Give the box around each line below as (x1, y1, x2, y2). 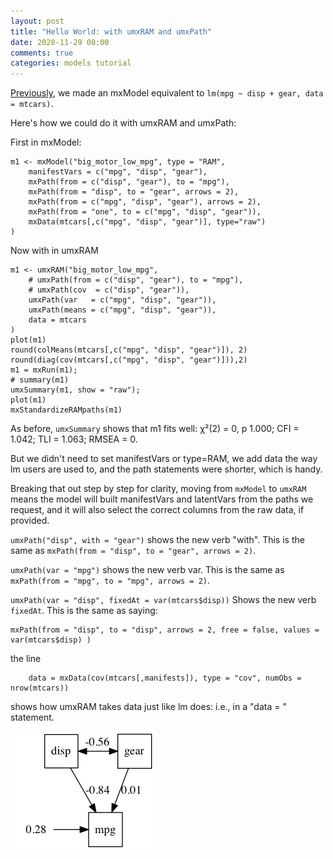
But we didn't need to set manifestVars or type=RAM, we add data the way (10, 453, 318, 465)
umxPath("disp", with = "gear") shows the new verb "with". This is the (10, 534, 305, 546)
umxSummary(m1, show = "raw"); (10, 385, 141, 395)
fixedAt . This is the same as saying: (10, 605, 158, 617)
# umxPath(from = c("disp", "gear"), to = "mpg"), (28, 275, 244, 285)
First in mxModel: (10, 136, 82, 149)
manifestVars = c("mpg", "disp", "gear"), (28, 167, 208, 177)
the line (10, 653, 42, 665)
